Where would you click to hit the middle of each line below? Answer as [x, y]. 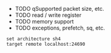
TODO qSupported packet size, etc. [59, 9]
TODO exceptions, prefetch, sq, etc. [60, 28]
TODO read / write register [48, 15]
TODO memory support [44, 21]
